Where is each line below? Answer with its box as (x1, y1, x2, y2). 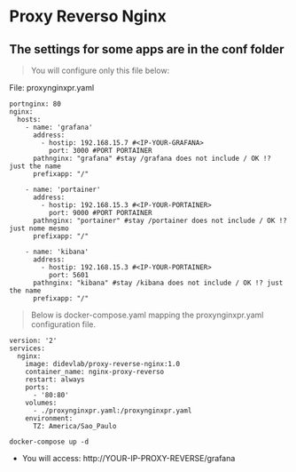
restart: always (25, 375, 86, 384)
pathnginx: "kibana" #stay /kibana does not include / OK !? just (32, 278, 284, 287)
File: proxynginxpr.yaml (9, 83, 95, 92)
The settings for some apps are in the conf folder (9, 42, 284, 57)
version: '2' (9, 336, 58, 345)
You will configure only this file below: (30, 65, 170, 76)
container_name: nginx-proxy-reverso (25, 367, 165, 376)
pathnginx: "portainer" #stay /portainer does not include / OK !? (32, 216, 288, 225)
